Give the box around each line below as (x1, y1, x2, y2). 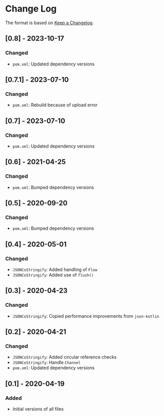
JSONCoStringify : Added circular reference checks (12, 354, 117, 360)
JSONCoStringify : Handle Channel (12, 360, 81, 366)
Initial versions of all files (12, 406, 64, 412)
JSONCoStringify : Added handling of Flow (12, 266, 98, 272)
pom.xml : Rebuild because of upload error (12, 102, 98, 108)
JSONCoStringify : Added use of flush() (12, 272, 94, 278)
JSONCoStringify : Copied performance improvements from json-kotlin (12, 313, 159, 319)
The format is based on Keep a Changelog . (5, 20, 94, 26)
